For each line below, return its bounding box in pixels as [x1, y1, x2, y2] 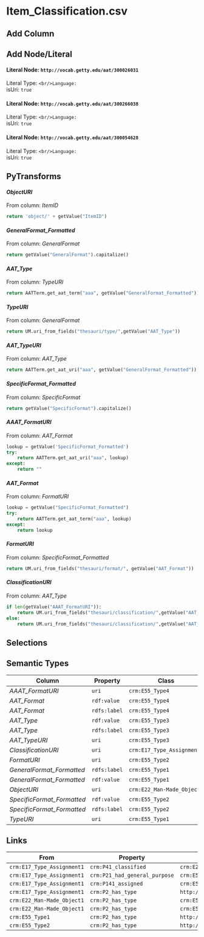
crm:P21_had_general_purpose [90, 872, 174, 879]
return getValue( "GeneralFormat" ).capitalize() [6, 252, 129, 258]
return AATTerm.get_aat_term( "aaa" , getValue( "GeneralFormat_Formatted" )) [6, 290, 200, 296]
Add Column [6, 29, 55, 39]
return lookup [17, 527, 53, 533]
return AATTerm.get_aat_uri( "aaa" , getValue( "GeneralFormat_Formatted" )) [6, 367, 197, 373]
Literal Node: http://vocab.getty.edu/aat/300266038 [6, 100, 138, 107]
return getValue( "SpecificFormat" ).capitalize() [6, 405, 132, 411]
